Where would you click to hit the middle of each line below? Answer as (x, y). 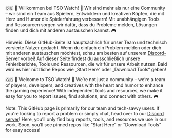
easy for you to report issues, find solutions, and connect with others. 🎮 (82, 96)
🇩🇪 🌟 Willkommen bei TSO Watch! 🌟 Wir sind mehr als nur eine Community (85, 8)
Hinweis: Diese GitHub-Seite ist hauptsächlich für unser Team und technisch (86, 42)
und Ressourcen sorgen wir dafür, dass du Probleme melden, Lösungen (81, 25)
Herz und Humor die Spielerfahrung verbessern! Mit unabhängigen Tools (82, 19)
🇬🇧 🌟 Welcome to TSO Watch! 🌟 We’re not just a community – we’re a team (85, 79)
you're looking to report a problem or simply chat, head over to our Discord (85, 114)
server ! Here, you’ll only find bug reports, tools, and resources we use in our (86, 119)
